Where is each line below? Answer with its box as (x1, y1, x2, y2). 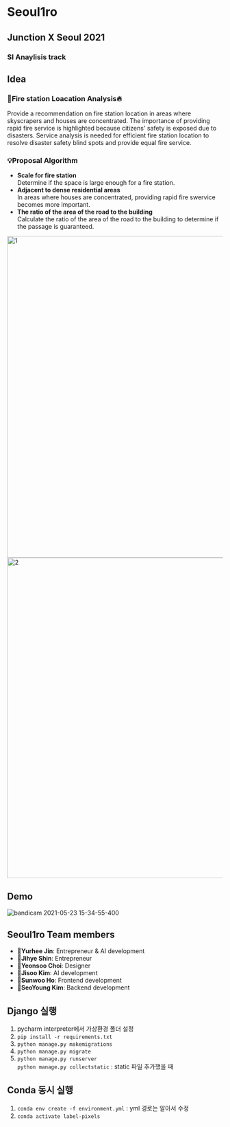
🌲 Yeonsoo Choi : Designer (16, 961, 91, 970)
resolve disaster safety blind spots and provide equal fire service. (7, 139, 192, 147)
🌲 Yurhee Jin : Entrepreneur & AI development (16, 947, 145, 955)
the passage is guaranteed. (16, 223, 94, 231)
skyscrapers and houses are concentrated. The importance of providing (7, 117, 210, 125)
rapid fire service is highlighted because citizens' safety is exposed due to (7, 124, 217, 133)
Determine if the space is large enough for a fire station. (16, 179, 175, 187)
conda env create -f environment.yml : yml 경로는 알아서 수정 (16, 1104, 190, 1112)
